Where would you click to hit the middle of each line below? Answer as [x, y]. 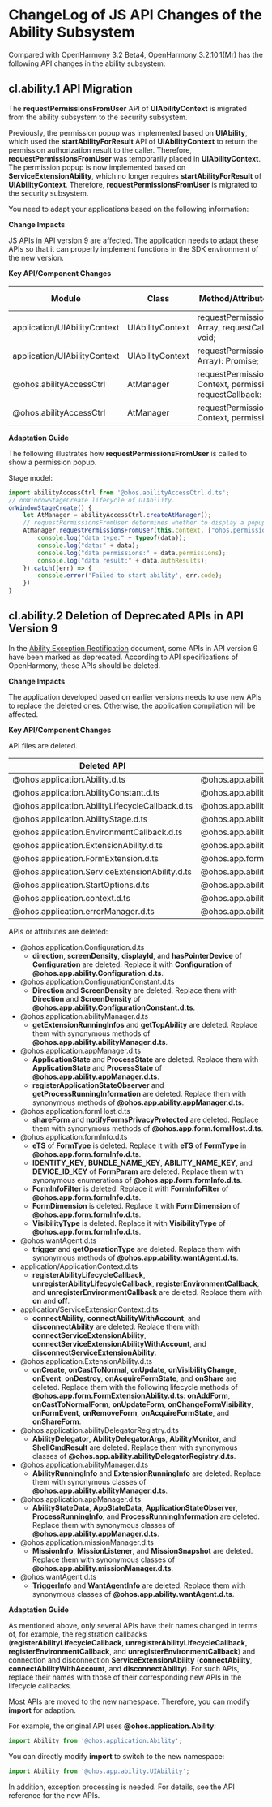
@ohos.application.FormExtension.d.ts [86, 858]
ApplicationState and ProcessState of [97, 1067]
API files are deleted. [43, 745]
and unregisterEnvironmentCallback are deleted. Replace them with [147, 1292]
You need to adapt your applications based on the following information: [129, 209]
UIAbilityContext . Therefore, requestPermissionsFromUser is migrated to [133, 184]
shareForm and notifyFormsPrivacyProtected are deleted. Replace [145, 1119]
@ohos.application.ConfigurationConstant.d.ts [97, 981]
